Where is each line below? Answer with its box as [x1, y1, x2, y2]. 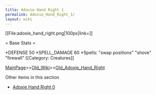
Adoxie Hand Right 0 [12, 84, 55, 90]
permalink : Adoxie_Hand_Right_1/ [5, 12, 75, 17]
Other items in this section [5, 74, 59, 80]
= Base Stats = [5, 40, 36, 46]
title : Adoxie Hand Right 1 [5, 7, 64, 12]
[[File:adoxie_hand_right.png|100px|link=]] [5, 30, 93, 36]
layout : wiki [5, 16, 33, 21]
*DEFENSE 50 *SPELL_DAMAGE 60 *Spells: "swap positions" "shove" [5, 49, 151, 55]
